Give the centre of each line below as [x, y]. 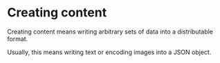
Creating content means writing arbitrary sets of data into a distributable [110, 32]
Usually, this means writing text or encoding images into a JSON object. [109, 52]
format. [18, 38]
